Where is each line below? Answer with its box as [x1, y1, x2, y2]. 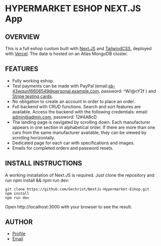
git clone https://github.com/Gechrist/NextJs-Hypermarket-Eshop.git [5, 187, 150, 191]
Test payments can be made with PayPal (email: [12, 83, 109, 89]
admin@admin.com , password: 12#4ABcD [12, 114, 97, 120]
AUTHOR [5, 218, 33, 227]
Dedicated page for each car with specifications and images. [12, 140, 135, 146]
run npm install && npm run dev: [5, 177, 70, 183]
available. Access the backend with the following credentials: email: [12, 109, 148, 114]
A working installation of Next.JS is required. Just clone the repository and [5, 172, 155, 178]
